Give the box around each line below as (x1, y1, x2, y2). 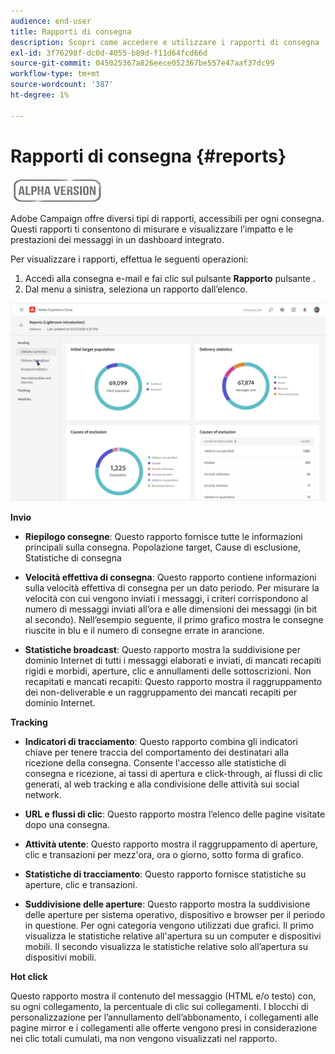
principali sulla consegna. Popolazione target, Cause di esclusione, (24, 541, 302, 553)
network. (24, 788, 62, 800)
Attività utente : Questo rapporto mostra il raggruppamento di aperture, (24, 838, 318, 850)
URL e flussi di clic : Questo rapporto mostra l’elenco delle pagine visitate (24, 808, 326, 820)
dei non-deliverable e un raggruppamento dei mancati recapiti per (24, 686, 298, 698)
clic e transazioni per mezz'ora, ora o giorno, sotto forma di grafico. (24, 848, 304, 860)
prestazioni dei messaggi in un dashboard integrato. (10, 233, 225, 245)
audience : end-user (10, 16, 92, 26)
